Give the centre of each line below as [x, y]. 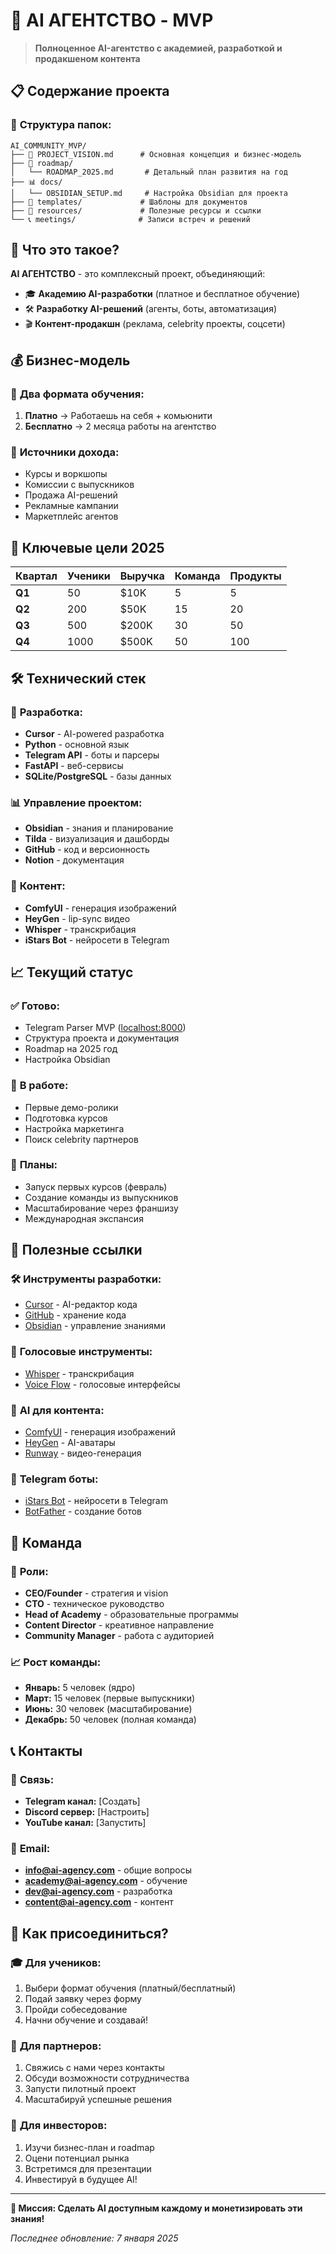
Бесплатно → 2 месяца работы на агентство [120, 426]
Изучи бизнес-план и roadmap [89, 2147]
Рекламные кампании [71, 506]
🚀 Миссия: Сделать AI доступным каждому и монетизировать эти [156, 2208]
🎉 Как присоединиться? [89, 1933]
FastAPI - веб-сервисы [74, 765]
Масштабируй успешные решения [98, 2100]
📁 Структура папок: [61, 125]
